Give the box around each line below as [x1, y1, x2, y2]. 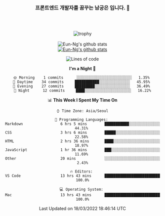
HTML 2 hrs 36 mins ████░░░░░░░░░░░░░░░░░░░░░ [5, 139, 160, 144]
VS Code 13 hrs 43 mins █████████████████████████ [5, 173, 160, 178]
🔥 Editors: [70, 169, 93, 174]
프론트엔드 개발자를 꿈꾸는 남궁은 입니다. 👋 [35, 4, 130, 11]
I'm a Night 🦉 [69, 66, 96, 72]
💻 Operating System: [59, 187, 103, 192]
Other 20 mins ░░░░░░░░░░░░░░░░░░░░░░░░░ [5, 156, 160, 161]
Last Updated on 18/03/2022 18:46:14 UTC [39, 206, 126, 212]
